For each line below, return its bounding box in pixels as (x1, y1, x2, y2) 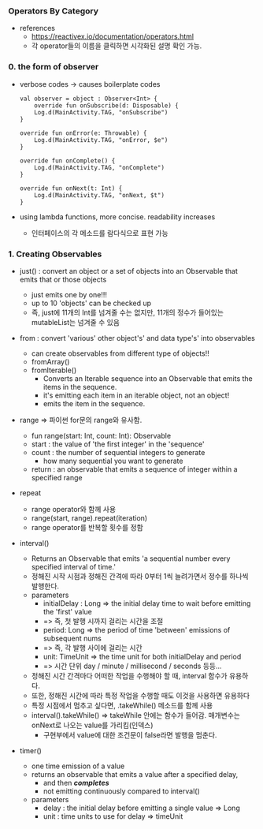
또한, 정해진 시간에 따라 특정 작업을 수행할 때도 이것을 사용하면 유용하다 (31, 690, 250, 700)
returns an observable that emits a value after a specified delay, (31, 769, 239, 779)
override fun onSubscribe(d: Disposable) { (34, 101, 179, 110)
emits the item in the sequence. (43, 398, 146, 408)
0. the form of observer (8, 62, 99, 73)
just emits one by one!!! (31, 289, 108, 299)
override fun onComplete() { (19, 156, 116, 165)
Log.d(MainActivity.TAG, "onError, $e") (34, 136, 169, 144)
